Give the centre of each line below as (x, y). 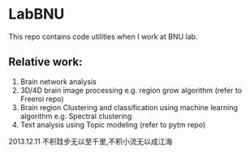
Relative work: (45, 62)
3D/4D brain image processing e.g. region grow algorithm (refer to (131, 90)
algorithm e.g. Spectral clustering (76, 116)
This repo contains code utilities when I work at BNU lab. (103, 36)
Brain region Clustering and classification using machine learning (129, 107)
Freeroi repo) (42, 99)
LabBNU (37, 14)
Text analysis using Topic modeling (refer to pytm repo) (113, 124)
